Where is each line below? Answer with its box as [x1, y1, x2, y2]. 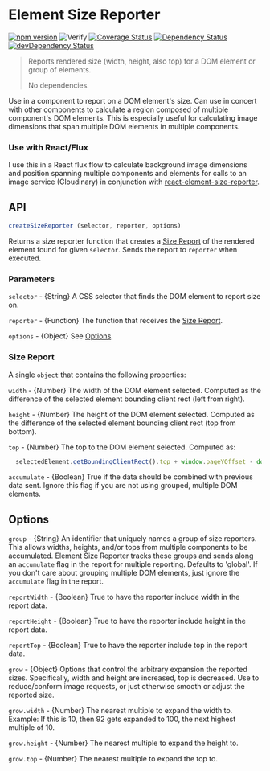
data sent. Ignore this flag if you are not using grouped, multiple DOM [8, 481, 238, 490]
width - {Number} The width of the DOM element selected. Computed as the [8, 385, 262, 395]
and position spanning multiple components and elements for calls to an [8, 169, 247, 178]
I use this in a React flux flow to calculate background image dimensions [8, 160, 247, 170]
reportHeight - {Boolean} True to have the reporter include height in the [8, 617, 247, 626]
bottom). [8, 426, 37, 436]
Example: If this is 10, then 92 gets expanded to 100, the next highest [8, 714, 235, 724]
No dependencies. [27, 80, 90, 90]
